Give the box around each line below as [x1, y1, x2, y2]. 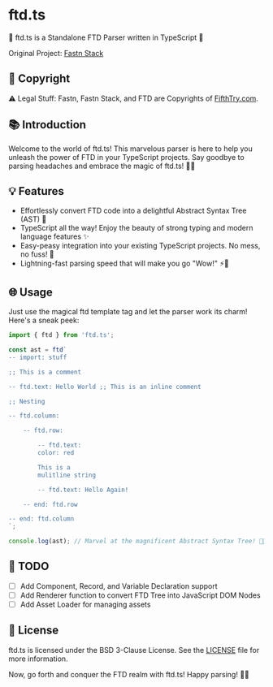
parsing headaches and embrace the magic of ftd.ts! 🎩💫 [8, 161, 196, 171]
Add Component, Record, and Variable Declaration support [19, 581, 218, 590]
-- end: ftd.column [8, 515, 75, 523]
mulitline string [37, 471, 96, 479]
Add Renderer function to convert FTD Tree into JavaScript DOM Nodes [19, 590, 262, 600]
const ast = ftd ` [8, 346, 67, 354]
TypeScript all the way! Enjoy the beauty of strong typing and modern [19, 223, 253, 233]
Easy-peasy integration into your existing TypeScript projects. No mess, [19, 241, 261, 251]
